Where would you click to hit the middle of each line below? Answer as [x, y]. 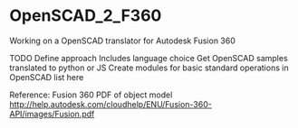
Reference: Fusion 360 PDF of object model [91, 95]
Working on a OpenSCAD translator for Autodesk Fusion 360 [122, 41]
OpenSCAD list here [47, 77]
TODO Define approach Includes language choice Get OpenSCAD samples [149, 58]
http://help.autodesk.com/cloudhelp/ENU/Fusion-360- [111, 104]
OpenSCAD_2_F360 [86, 16]
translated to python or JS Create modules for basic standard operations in [149, 68]
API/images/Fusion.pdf [52, 114]
